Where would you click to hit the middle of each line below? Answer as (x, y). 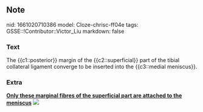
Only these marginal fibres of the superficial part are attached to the (94, 96)
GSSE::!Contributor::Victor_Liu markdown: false (65, 31)
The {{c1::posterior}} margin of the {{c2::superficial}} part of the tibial (93, 60)
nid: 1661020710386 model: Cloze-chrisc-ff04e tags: (72, 24)
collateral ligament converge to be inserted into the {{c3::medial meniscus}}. (102, 67)
